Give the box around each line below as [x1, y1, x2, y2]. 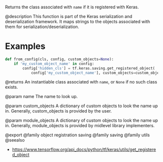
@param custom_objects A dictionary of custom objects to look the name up [5, 103, 158, 109]
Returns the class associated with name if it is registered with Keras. [5, 4, 139, 10]
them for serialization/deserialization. [5, 24, 79, 30]
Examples [5, 41, 46, 52]
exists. [5, 84, 18, 90]
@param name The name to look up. [5, 94, 78, 99]
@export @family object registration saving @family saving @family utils [5, 132, 150, 138]
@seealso [5, 137, 25, 143]
